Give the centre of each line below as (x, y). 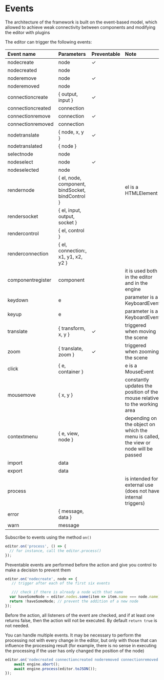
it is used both (141, 271)
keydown (18, 300)
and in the (136, 283)
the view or (138, 442)
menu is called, (142, 436)
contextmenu (23, 436)
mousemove (22, 395)
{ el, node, (70, 178)
